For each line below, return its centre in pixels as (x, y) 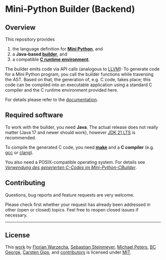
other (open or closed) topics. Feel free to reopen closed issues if (72, 209)
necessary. (17, 215)
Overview (21, 27)
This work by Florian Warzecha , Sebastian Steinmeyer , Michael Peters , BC (81, 247)
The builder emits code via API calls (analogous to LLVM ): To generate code (82, 69)
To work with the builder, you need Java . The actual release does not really (82, 127)
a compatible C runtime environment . (51, 59)
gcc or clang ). (19, 153)
